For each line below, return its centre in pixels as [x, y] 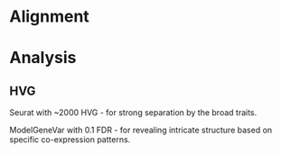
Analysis [43, 58]
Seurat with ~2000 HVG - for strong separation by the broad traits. [133, 113]
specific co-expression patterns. [70, 140]
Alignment [50, 17]
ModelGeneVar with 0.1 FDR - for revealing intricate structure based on [141, 130]
